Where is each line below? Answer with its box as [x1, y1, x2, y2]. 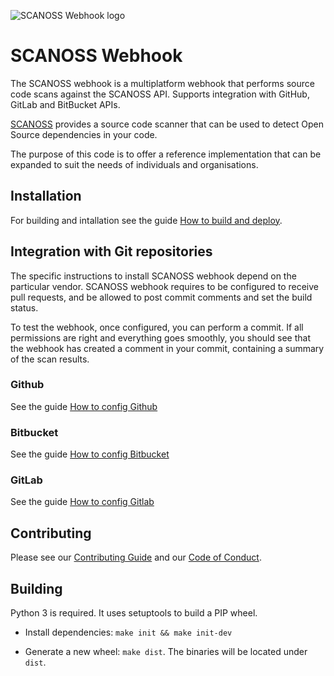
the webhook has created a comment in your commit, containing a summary [10, 342, 325, 354]
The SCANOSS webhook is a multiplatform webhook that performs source [10, 77, 315, 89]
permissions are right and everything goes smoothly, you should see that [10, 331, 311, 344]
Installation [10, 188, 82, 205]
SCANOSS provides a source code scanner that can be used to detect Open [10, 118, 324, 130]
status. [10, 301, 39, 314]
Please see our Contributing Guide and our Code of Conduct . [10, 551, 262, 564]
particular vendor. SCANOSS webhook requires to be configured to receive [10, 280, 320, 292]
